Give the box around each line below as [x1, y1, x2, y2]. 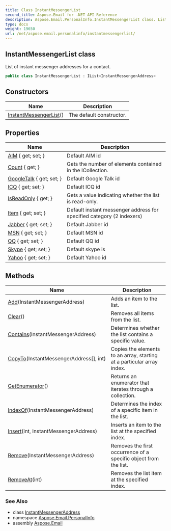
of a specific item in [110, 407, 158, 414]
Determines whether [110, 325, 160, 332]
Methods [5, 271, 35, 280]
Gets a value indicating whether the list [67, 192, 160, 199]
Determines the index [110, 401, 162, 408]
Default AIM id [67, 152, 101, 160]
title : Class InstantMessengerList [5, 7, 81, 13]
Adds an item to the [110, 295, 158, 302]
